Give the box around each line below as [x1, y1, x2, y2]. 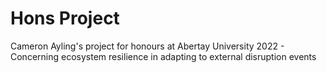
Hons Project [10, 7, 120, 30]
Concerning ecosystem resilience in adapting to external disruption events [10, 50, 317, 62]
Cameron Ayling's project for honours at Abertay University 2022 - [10, 40, 285, 52]
